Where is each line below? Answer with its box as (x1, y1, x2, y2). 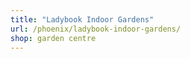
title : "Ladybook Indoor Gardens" (10, 14, 155, 25)
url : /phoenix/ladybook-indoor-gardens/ (10, 24, 182, 34)
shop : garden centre (10, 33, 97, 43)
